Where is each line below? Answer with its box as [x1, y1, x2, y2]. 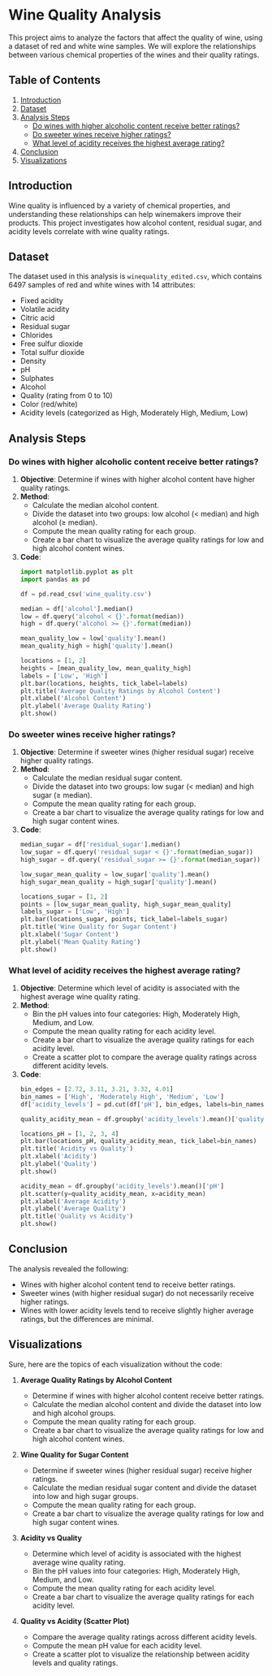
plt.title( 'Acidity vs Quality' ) [19, 1145, 134, 1153]
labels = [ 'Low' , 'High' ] [19, 672, 108, 680]
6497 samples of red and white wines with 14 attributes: [8, 280, 196, 290]
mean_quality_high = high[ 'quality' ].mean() [19, 642, 174, 651]
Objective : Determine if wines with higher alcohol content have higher [19, 474, 256, 484]
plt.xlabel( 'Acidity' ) [19, 1152, 97, 1161]
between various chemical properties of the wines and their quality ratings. [8, 50, 260, 59]
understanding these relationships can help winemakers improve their [8, 209, 242, 219]
